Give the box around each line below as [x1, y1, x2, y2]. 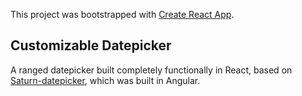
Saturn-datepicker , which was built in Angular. [10, 74, 201, 86]
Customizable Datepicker [10, 37, 172, 54]
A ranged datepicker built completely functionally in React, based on [10, 64, 293, 76]
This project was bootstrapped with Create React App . [10, 9, 235, 20]
